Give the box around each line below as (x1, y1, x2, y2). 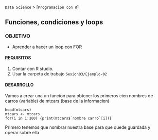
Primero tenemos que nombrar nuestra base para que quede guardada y (5, 124, 151, 130)
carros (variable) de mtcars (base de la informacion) (5, 98, 110, 104)
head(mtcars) (5, 107, 32, 112)
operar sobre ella (5, 130, 39, 136)
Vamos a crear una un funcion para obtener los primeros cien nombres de (5, 93, 153, 99)
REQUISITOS (5, 55, 31, 61)
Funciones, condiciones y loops (5, 18, 103, 26)
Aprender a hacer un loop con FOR (12, 44, 82, 50)
